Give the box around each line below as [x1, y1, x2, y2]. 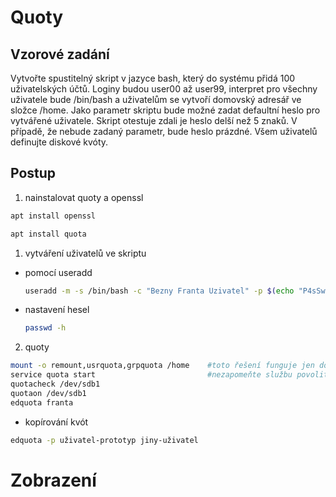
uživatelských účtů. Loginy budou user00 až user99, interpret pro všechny [10, 83, 318, 95]
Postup [10, 165, 57, 182]
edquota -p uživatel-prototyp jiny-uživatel [10, 435, 199, 445]
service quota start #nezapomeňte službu [10, 370, 293, 380]
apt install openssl [10, 211, 97, 221]
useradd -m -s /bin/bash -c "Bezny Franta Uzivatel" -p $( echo [24, 286, 295, 296]
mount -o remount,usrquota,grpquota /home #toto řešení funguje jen [10, 361, 315, 371]
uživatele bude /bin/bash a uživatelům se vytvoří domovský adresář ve [10, 94, 302, 105]
